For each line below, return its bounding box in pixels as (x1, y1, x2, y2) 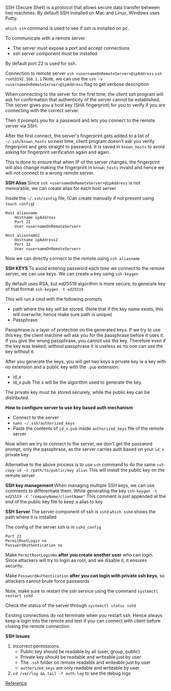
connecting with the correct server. (5, 108, 80, 113)
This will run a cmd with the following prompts (5, 296, 102, 302)
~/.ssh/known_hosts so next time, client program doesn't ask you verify (5, 138, 155, 144)
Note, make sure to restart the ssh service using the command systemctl (5, 588, 158, 594)
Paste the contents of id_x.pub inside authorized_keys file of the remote (12, 425, 164, 431)
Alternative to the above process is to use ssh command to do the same (5, 462, 156, 468)
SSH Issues (5, 633, 30, 639)
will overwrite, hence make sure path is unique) (12, 311, 112, 317)
